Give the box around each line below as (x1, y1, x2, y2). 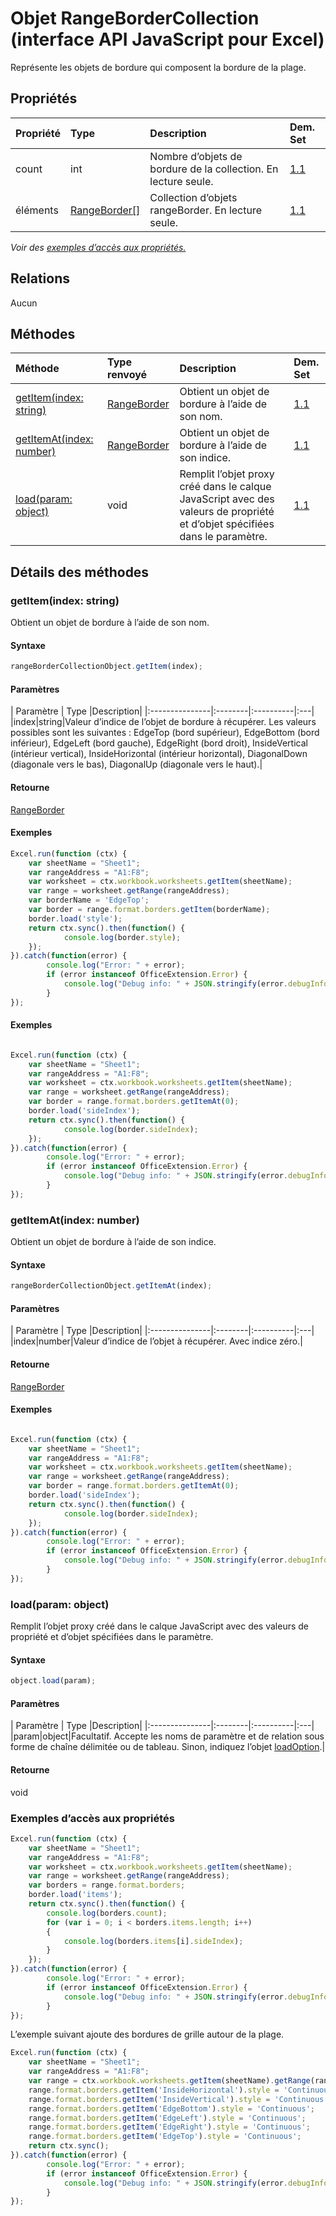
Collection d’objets (149, 190, 238, 204)
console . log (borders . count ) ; (46, 1908, 168, 1918)
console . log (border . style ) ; (63, 932, 182, 942)
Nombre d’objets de (149, 149, 243, 163)
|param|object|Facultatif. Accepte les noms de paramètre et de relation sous (10, 1730, 325, 1742)
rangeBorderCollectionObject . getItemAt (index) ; (10, 1281, 213, 1291)
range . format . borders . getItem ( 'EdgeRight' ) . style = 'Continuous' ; (28, 2122, 311, 2132)
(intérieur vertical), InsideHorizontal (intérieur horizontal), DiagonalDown (10, 748, 308, 760)
